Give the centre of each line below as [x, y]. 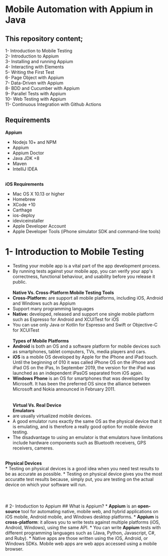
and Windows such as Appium [44, 303]
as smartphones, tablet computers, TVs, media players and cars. [79, 351]
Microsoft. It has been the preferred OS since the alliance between [81, 383]
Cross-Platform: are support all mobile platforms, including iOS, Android [88, 298]
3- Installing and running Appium [39, 61]
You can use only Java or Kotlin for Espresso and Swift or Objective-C [85, 324]
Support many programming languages [53, 308]
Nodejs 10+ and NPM [34, 142]
